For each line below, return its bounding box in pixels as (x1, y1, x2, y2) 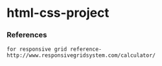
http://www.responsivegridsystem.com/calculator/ (6, 52, 156, 59)
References (6, 30, 47, 40)
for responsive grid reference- (6, 46, 102, 53)
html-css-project (6, 5, 110, 21)
